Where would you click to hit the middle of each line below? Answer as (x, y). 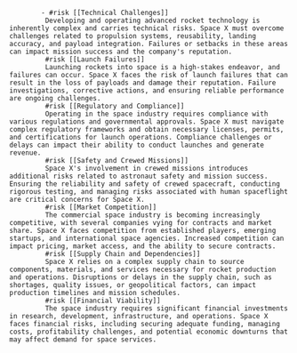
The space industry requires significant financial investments (167, 309)
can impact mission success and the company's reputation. (121, 52)
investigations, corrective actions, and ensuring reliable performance (147, 91)
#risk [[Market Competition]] (101, 207)
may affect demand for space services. (83, 340)
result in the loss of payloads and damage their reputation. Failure (143, 83)
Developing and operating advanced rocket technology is (153, 20)
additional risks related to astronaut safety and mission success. (139, 176)
